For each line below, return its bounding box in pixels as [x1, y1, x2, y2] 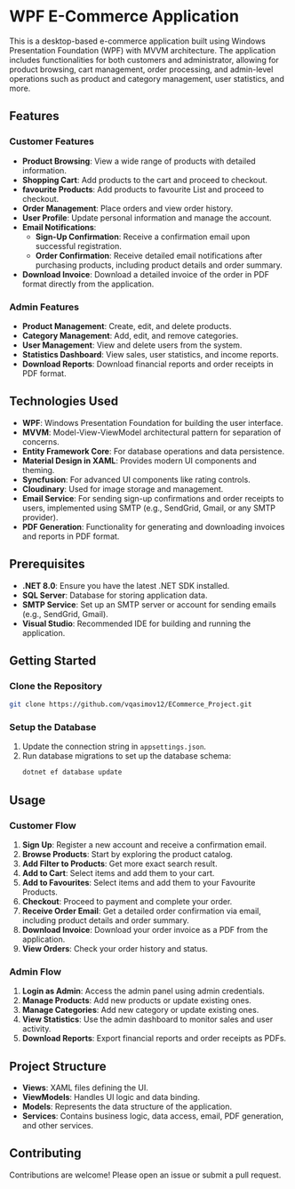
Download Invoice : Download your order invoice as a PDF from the [21, 924, 268, 935]
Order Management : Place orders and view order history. [21, 203, 234, 213]
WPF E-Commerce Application [9, 6, 240, 27]
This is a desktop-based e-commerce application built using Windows [9, 36, 267, 46]
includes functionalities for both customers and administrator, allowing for [9, 54, 280, 65]
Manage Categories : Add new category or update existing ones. [21, 1005, 259, 1016]
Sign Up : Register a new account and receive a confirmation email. [21, 839, 267, 850]
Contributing [9, 1145, 82, 1161]
